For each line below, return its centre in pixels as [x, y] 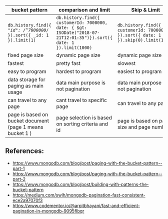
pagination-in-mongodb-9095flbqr [48, 211]
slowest [126, 63]
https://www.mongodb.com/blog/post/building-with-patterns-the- [80, 184]
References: [24, 151]
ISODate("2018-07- [78, 33]
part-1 [18, 168]
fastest [16, 63]
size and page [134, 127]
